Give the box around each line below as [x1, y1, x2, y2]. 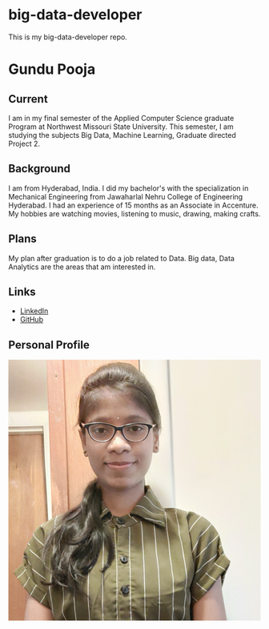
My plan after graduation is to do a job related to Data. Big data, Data [8, 253, 235, 263]
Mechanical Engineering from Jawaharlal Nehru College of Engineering [8, 192, 243, 201]
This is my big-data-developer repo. [8, 32, 128, 42]
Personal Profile [8, 338, 90, 352]
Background [8, 162, 70, 175]
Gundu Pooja [8, 60, 96, 79]
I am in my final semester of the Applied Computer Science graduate [8, 113, 235, 123]
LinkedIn [19, 306, 49, 316]
